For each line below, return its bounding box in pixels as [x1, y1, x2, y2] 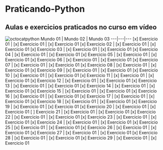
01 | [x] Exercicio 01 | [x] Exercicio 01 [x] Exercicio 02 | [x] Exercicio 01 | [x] [5, 41, 156, 47]
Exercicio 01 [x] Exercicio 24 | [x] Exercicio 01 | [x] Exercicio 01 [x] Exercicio [5, 119, 158, 125]
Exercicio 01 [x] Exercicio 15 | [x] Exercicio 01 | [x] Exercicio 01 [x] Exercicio [5, 88, 157, 94]
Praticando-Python [5, 3, 85, 15]
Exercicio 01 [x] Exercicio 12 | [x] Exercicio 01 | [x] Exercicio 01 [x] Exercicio [5, 77, 157, 83]
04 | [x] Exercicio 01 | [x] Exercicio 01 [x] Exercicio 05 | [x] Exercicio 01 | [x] [5, 51, 157, 57]
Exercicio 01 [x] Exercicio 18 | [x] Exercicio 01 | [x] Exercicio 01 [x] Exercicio [5, 99, 157, 104]
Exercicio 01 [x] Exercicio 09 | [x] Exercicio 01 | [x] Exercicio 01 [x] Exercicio [5, 67, 158, 73]
